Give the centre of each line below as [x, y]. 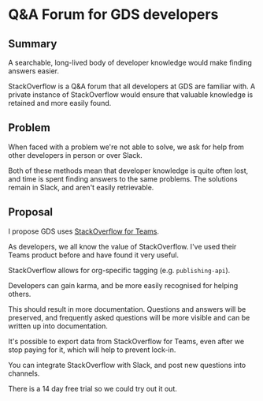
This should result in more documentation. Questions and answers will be [127, 309]
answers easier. [34, 71]
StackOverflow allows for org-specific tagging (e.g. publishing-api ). [119, 270]
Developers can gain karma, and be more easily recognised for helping [123, 285]
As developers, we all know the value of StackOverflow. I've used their [122, 246]
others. [20, 294]
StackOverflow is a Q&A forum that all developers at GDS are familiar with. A [132, 86]
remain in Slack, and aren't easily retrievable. [81, 187]
